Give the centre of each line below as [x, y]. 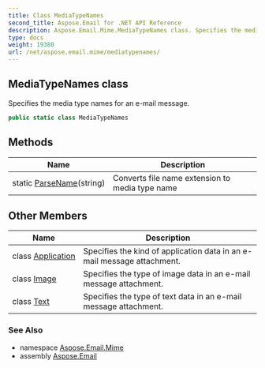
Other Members [48, 215]
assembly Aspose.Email [58, 355]
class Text [31, 302]
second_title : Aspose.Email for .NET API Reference [95, 23]
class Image [34, 279]
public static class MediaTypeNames [68, 118]
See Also [26, 330]
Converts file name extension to [172, 178]
